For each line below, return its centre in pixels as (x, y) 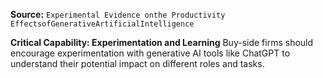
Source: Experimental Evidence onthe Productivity (118, 14)
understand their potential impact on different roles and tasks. (137, 63)
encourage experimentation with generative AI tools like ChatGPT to (150, 53)
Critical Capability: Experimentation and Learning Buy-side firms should (162, 42)
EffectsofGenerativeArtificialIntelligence (102, 24)
